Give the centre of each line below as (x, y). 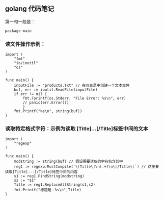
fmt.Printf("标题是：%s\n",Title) (48, 190)
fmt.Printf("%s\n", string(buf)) (48, 111)
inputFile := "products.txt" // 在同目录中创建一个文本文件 (72, 86)
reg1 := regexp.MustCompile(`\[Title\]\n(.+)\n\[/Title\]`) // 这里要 (86, 167)
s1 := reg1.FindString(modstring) (49, 176)
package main (18, 31)
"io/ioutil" (26, 63)
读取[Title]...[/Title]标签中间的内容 (41, 172)
